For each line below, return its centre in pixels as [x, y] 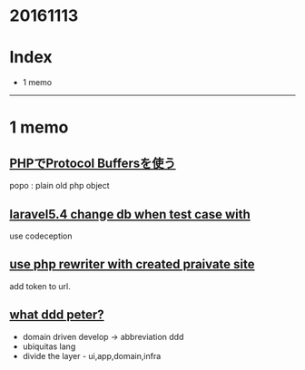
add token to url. [40, 286]
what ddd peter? [57, 315]
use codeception [41, 236]
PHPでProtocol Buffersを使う [93, 163]
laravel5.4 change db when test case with [130, 214]
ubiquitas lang [49, 346]
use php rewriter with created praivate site [133, 264]
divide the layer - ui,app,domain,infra [92, 355]
